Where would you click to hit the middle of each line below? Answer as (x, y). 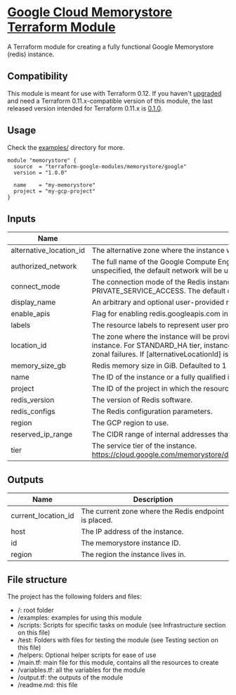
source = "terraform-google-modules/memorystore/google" (100, 166)
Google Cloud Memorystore (90, 12)
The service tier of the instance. (144, 446)
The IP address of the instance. (132, 532)
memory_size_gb (39, 365)
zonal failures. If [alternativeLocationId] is (160, 354)
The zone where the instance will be (151, 337)
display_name (33, 302)
